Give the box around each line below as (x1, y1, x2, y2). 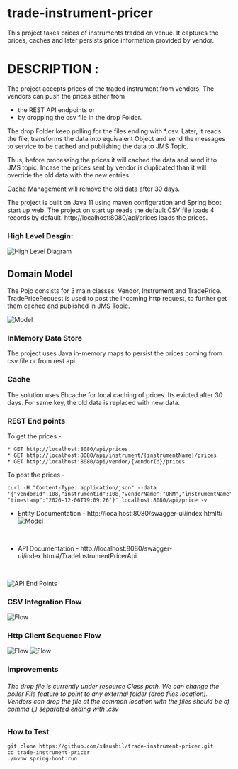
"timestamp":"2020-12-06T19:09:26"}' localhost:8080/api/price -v (7, 497, 208, 504)
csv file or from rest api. (7, 357, 77, 365)
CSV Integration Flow (7, 597, 82, 607)
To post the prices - (7, 470, 65, 479)
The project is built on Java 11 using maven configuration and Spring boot (7, 198, 222, 206)
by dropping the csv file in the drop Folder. (17, 113, 142, 121)
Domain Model (7, 267, 73, 280)
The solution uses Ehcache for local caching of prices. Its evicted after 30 (7, 390, 223, 399)
